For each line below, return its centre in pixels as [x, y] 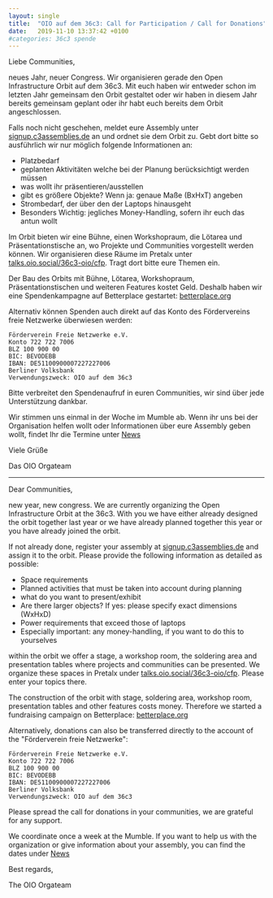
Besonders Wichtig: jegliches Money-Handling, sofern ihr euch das [132, 213]
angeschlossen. [35, 112]
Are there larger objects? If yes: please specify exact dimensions [128, 605]
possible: [24, 564]
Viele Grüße [28, 450]
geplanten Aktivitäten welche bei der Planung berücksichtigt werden [134, 169]
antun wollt [39, 221]
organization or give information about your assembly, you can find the [127, 845]
